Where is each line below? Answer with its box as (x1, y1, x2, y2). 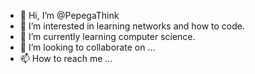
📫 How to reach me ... (19, 53, 113, 64)
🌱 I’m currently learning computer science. (19, 31, 196, 42)
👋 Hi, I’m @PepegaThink (19, 10, 120, 21)
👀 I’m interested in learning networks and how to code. (19, 20, 246, 32)
